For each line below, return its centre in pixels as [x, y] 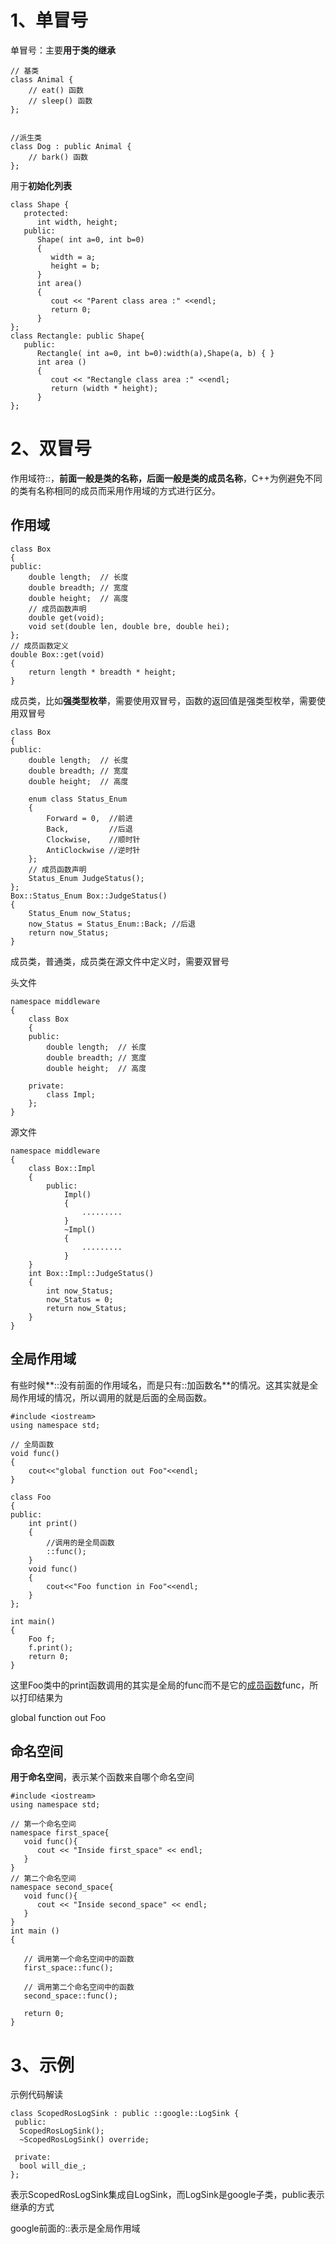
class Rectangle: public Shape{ [77, 336]
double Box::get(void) [57, 654]
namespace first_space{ [60, 1833]
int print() [53, 1523]
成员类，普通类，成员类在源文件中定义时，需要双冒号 [120, 961]
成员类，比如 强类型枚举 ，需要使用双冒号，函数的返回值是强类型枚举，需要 [163, 700]
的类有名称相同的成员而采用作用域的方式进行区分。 [115, 490]
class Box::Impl [62, 1168]
